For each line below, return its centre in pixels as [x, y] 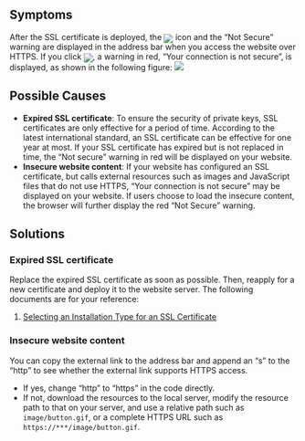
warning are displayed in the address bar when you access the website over [153, 47]
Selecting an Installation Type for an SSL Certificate [120, 317]
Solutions [37, 234]
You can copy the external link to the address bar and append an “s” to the [150, 361]
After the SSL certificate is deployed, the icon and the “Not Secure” [142, 37]
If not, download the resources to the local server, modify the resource [156, 397]
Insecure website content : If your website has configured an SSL [146, 166]
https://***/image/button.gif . [81, 426]
